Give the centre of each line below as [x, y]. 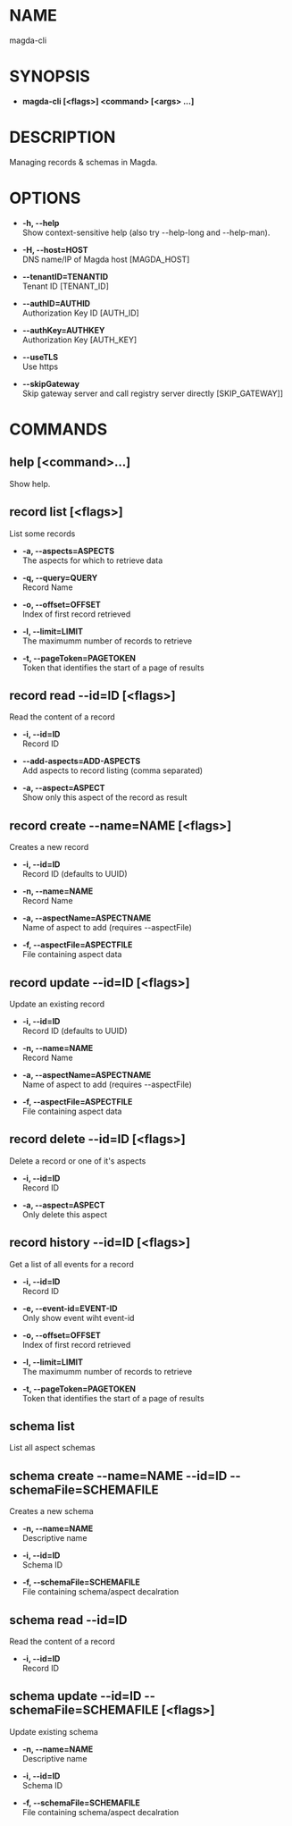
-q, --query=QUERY [60, 577]
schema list [42, 1426]
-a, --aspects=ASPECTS [68, 551]
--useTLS [40, 357]
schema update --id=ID [75, 1696]
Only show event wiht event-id [78, 1317]
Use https [40, 366]
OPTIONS [45, 198]
